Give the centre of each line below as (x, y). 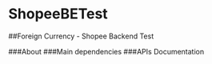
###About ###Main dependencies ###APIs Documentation (106, 51)
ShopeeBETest (58, 14)
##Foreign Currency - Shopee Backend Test (81, 36)
